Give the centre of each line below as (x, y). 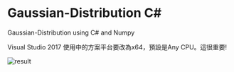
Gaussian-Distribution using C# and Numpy (71, 32)
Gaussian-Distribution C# (85, 13)
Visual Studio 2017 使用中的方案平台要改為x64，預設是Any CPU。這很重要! (117, 47)
